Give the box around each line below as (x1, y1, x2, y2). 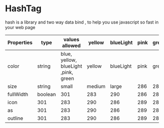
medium (87, 83, 106, 90)
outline (7, 115, 23, 122)
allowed (61, 42, 81, 49)
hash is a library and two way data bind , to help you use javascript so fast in (5, 19, 159, 25)
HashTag (5, 3, 41, 14)
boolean (37, 91, 56, 98)
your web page (5, 24, 36, 30)
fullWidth (7, 91, 28, 98)
